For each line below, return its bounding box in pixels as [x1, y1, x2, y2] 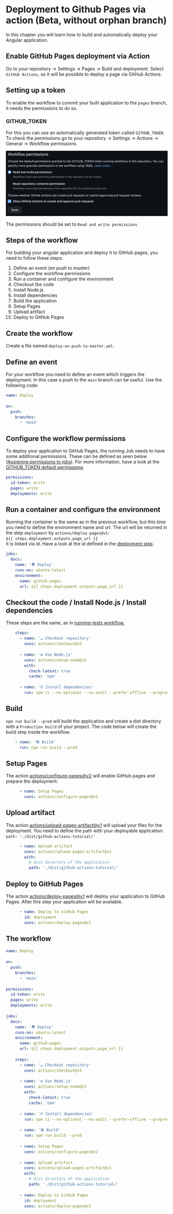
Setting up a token [6, 86, 66, 95]
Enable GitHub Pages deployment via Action [6, 52, 150, 61]
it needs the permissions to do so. [6, 105, 78, 111]
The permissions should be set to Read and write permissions [6, 221, 138, 227]
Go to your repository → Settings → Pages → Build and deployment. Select [6, 65, 164, 71]
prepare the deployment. [6, 778, 59, 785]
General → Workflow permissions [6, 140, 76, 147]
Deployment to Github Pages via [6, 4, 146, 15]
